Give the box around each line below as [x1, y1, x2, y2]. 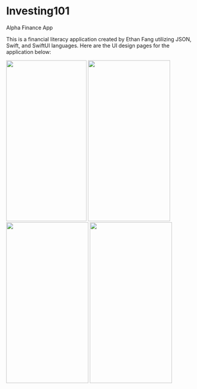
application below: [6, 48, 52, 55]
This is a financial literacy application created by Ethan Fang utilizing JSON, [6, 35, 192, 42]
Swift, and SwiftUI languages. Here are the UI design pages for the [6, 42, 170, 49]
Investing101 [6, 4, 70, 18]
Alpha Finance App [6, 24, 53, 31]
